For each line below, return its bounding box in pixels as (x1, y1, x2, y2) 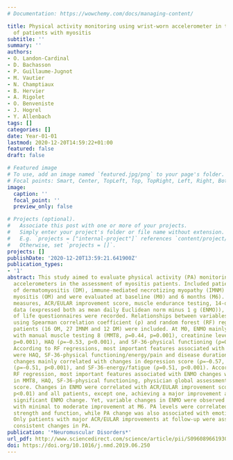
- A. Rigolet (7, 94, 45, 101)
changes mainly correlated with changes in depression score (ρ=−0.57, (13, 358, 225, 365)
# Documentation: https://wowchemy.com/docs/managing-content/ (7, 10, 194, 17)
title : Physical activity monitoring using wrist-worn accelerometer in (7, 22, 222, 30)
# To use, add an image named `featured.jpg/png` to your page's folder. (7, 171, 225, 178)
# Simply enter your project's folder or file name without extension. (7, 229, 225, 236)
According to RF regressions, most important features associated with (13, 345, 225, 352)
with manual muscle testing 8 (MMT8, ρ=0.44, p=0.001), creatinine (13, 332, 213, 339)
